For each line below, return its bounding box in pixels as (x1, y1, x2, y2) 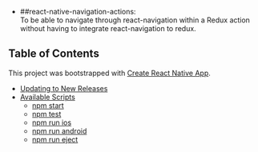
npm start (31, 100, 64, 110)
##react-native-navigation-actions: (19, 7, 136, 16)
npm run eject (31, 134, 79, 144)
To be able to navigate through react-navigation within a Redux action (19, 15, 251, 25)
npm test (31, 109, 62, 118)
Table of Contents (8, 47, 100, 61)
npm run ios (31, 118, 72, 127)
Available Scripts (19, 92, 76, 102)
